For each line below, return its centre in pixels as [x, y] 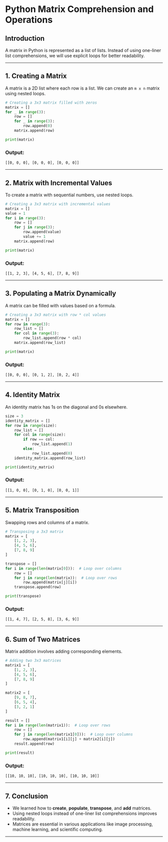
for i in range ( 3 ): [25, 218]
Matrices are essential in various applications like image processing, [83, 824]
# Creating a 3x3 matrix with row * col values [56, 315]
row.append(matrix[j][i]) [50, 582]
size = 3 [14, 416]
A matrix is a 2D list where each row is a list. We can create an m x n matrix [82, 88]
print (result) [20, 753]
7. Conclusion [27, 796]
